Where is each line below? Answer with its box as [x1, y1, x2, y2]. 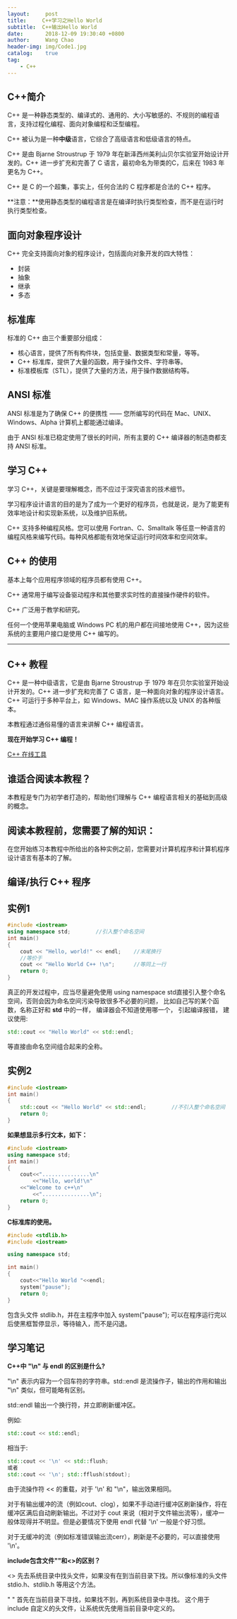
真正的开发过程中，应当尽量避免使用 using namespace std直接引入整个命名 [7, 988, 226, 997]
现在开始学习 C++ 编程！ [7, 735, 79, 743]
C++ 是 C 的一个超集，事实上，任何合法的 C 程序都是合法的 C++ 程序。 [7, 182, 215, 191]
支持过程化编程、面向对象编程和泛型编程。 [19, 120, 143, 128]
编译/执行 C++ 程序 [7, 876, 91, 888]
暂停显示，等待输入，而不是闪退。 [31, 1319, 131, 1328]
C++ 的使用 [7, 555, 58, 567]
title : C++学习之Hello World [7, 17, 102, 24]
